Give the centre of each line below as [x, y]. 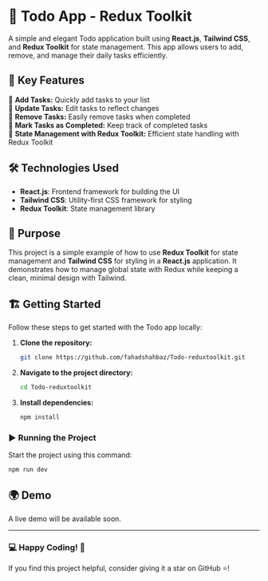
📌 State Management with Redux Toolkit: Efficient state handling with [124, 133]
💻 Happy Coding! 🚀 [47, 547]
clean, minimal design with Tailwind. [67, 278]
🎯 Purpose [35, 233]
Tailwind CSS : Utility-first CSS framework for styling [106, 200]
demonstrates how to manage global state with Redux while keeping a [123, 270]
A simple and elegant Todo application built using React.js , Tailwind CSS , [129, 38]
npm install [39, 417]
